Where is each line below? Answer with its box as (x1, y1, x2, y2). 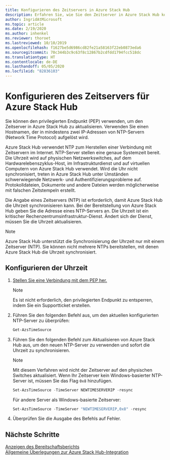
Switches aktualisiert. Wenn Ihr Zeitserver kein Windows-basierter (12, 372, 151, 378)
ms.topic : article (5, 21, 44, 27)
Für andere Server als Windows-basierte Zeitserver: (12, 397, 121, 403)
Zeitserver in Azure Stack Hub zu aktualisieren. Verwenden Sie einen (5, 123, 149, 129)
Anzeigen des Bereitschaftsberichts (5, 444, 80, 450)
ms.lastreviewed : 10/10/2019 (5, 41, 67, 46)
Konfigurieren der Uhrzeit (5, 264, 88, 272)
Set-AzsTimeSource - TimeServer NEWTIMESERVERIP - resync (12, 387, 133, 393)
